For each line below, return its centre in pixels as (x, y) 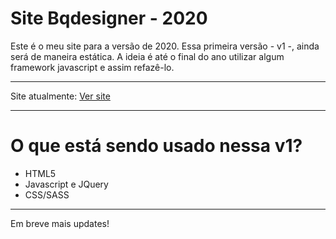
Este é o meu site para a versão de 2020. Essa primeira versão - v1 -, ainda (165, 46)
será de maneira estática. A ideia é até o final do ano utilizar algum (147, 56)
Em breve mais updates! (60, 223)
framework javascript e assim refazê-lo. (92, 67)
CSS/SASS (47, 194)
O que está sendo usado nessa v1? (156, 146)
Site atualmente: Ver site (60, 96)
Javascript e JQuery (66, 184)
